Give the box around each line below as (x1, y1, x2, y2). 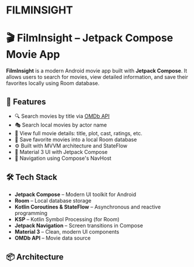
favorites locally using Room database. (6, 80, 100, 87)
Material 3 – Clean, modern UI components (14, 228, 120, 235)
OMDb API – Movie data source (14, 234, 91, 241)
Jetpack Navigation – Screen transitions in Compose (14, 222, 144, 229)
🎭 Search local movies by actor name (14, 121, 107, 128)
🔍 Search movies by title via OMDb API (14, 112, 110, 119)
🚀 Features (6, 97, 46, 107)
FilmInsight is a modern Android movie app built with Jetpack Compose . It (6, 67, 188, 74)
